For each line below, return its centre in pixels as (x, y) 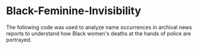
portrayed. (19, 40)
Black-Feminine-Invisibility (74, 11)
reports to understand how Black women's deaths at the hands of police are (99, 33)
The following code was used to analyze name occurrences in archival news (99, 27)
